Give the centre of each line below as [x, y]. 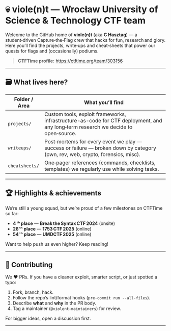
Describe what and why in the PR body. [54, 303]
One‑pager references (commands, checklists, [100, 163]
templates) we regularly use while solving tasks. [102, 169]
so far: [12, 213]
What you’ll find [104, 102]
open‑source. [60, 133]
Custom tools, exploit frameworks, [85, 114]
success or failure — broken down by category [100, 148]
